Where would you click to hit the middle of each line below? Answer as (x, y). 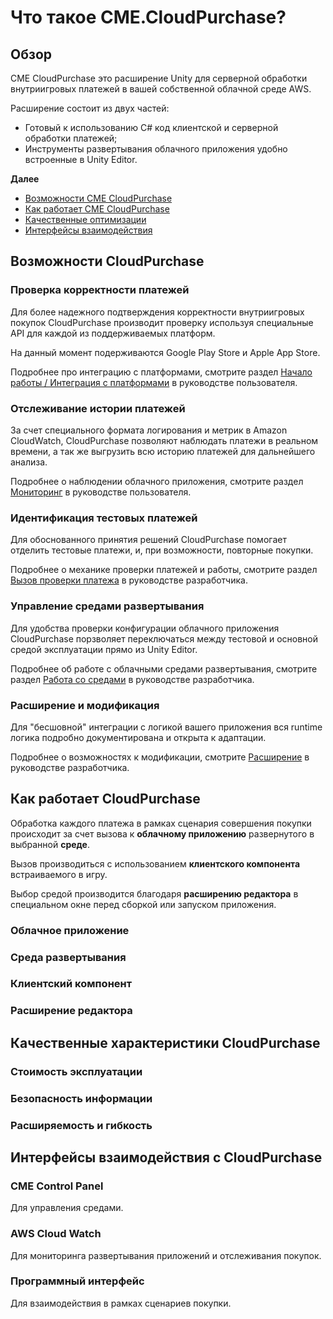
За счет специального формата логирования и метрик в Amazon (149, 430)
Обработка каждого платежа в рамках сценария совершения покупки (161, 823)
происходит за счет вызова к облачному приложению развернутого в (162, 833)
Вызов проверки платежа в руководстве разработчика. (129, 580)
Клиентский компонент (71, 984)
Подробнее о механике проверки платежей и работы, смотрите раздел (164, 570)
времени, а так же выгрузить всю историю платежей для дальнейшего (163, 451)
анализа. (29, 462)
